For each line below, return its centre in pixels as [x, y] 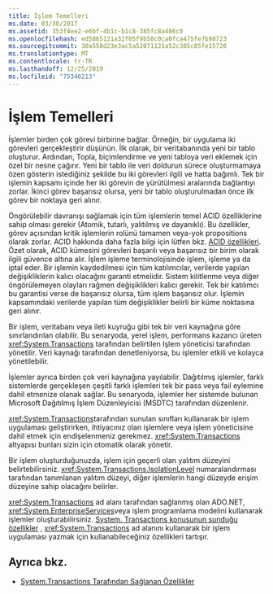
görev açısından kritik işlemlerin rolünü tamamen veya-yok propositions [128, 233]
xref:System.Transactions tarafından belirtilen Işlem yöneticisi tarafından [130, 343]
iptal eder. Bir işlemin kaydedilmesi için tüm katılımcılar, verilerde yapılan [129, 267]
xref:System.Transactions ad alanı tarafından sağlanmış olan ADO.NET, [127, 502]
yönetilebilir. [29, 361]
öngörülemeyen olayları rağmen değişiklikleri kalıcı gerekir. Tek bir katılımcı [134, 285]
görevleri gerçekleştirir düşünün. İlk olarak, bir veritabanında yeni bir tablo [132, 148]
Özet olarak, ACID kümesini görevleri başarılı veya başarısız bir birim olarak [134, 250]
